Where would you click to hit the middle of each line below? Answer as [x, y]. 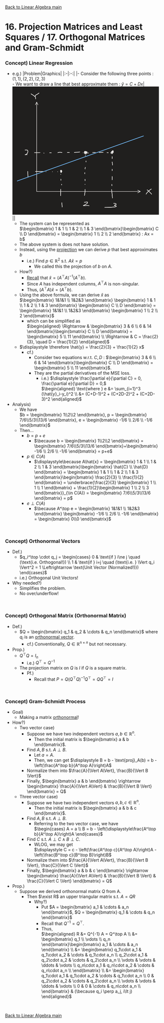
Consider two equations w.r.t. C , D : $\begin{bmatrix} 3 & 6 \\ [95, 358]
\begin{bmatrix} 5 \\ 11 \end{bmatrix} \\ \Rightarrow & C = [84, 337]
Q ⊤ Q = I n [29, 656]
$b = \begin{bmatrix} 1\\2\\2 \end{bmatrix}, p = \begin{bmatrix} [83, 415]
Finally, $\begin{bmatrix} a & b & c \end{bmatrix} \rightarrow [88, 870]
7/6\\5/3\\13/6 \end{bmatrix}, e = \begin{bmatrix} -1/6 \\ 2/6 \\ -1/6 [86, 420]
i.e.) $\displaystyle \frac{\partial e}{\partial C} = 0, [92, 378]
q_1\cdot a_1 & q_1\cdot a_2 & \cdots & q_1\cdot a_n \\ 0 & [98, 976]
